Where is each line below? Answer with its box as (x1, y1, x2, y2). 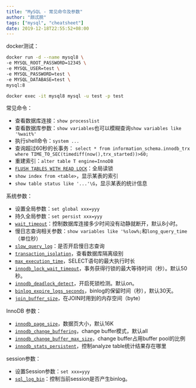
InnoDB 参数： (6, 307, 42, 315)
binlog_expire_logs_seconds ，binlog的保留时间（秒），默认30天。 (14, 287, 177, 294)
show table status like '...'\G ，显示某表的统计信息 (14, 180, 148, 187)
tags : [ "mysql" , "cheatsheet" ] (6, 20, 84, 26)
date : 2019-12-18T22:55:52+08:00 (6, 25, 89, 32)
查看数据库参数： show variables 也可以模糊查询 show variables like (14, 125, 182, 132)
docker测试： (6, 42, 39, 50)
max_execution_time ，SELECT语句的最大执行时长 (14, 257, 135, 264)
